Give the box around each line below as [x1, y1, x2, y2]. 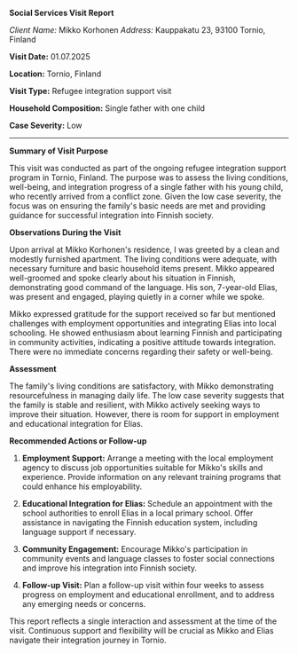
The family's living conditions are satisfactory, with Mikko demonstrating [9, 381, 274, 391]
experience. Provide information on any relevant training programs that [21, 472, 281, 482]
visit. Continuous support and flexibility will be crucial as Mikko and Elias [9, 626, 274, 635]
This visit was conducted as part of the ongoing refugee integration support [9, 163, 286, 173]
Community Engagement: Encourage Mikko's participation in [21, 544, 248, 554]
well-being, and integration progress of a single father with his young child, [9, 182, 284, 192]
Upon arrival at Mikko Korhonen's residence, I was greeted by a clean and [9, 244, 280, 255]
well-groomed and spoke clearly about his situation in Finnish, [9, 272, 237, 283]
